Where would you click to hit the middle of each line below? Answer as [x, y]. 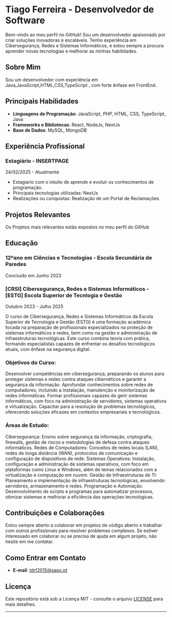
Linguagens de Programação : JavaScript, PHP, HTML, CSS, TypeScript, [89, 114]
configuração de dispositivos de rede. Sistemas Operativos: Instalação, [80, 459]
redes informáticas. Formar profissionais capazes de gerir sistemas [76, 396]
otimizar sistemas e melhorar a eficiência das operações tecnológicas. [80, 497]
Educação [22, 243]
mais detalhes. [21, 604]
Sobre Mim [23, 67]
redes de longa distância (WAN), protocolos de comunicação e [72, 453]
